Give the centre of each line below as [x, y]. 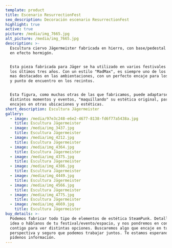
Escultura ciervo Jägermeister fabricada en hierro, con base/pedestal [88, 48]
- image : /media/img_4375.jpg [42, 157]
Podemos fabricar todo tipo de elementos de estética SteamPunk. [81, 218]
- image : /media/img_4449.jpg [42, 176]
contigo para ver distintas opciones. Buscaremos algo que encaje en [85, 228]
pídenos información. [33, 238]
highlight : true [23, 24]
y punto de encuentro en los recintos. [52, 81]
